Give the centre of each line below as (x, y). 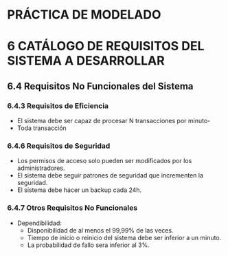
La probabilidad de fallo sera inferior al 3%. (88, 245)
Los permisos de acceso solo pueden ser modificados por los (104, 161)
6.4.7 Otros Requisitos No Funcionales (72, 208)
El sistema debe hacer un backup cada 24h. (79, 190)
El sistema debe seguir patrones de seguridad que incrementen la (110, 175)
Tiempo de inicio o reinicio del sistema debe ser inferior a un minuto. (124, 237)
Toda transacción (42, 128)
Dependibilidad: (39, 223)
